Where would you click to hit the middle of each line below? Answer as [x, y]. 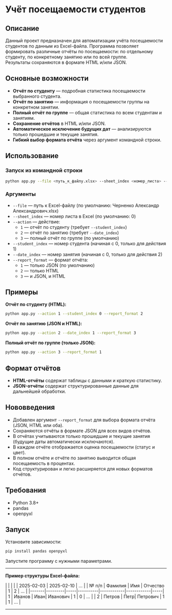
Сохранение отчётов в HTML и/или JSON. [59, 123]
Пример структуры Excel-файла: [43, 576]
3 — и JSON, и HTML [43, 276]
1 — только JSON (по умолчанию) [58, 265]
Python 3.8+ [26, 502]
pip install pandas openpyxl [36, 552]
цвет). [19, 452]
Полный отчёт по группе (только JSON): [50, 343]
